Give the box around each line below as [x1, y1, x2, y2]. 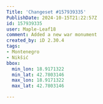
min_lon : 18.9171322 [12, 65, 64, 72]
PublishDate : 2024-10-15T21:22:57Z [6, 15, 97, 21]
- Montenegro [6, 49, 40, 55]
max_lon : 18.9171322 [12, 77, 64, 83]
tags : [6, 43, 20, 50]
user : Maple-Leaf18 [6, 26, 56, 32]
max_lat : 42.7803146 [12, 83, 64, 89]
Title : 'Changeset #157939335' [6, 9, 86, 15]
